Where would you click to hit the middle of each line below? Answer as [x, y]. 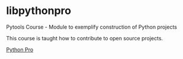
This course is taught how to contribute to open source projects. [85, 38]
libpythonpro [39, 11]
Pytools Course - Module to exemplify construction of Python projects [92, 27]
